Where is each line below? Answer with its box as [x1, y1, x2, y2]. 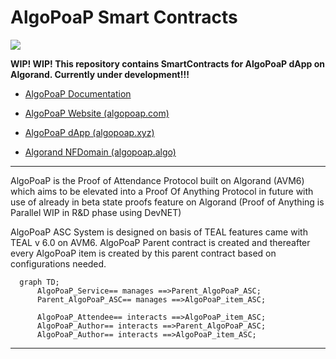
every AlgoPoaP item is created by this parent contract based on [10, 247, 277, 259]
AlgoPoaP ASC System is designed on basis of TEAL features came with [10, 226, 308, 238]
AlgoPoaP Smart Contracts [10, 6, 238, 29]
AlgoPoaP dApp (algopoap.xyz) [24, 126, 155, 138]
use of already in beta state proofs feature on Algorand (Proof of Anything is [10, 196, 325, 208]
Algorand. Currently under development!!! [10, 68, 190, 80]
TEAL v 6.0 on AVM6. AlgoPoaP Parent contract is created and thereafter [10, 236, 311, 248]
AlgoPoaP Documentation [24, 87, 132, 100]
